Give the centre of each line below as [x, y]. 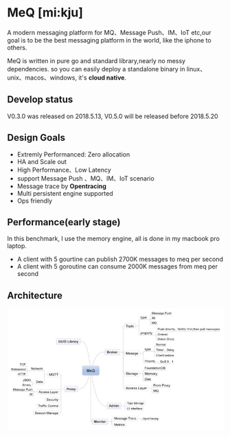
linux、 [196, 69]
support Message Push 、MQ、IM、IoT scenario [85, 178]
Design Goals [36, 138]
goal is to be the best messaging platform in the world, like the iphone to [109, 40]
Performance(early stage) [64, 222]
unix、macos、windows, [42, 78]
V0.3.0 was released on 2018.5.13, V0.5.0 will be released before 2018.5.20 [113, 116]
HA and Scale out [42, 161]
